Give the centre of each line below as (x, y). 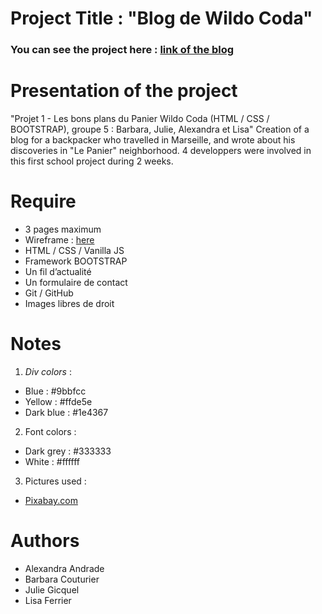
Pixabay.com (51, 500)
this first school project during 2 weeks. (92, 161)
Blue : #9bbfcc (55, 391)
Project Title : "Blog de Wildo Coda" (161, 18)
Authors (45, 541)
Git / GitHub (49, 293)
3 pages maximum (63, 229)
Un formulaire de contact (76, 282)
